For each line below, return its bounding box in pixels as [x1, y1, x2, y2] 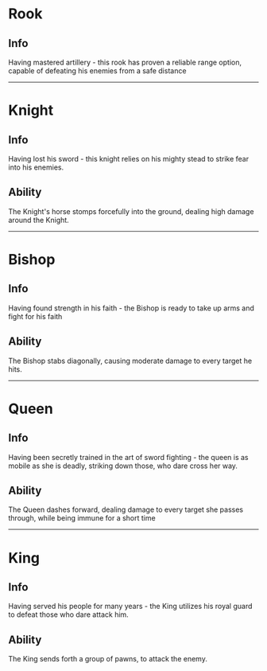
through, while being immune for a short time [8, 513, 157, 523]
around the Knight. [8, 215, 69, 224]
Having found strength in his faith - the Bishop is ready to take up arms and [8, 303, 254, 313]
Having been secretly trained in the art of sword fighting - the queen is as [8, 452, 249, 462]
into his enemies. [8, 162, 64, 172]
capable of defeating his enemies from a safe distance [8, 66, 187, 76]
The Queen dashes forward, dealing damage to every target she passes [8, 505, 244, 514]
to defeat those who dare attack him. [8, 610, 129, 619]
